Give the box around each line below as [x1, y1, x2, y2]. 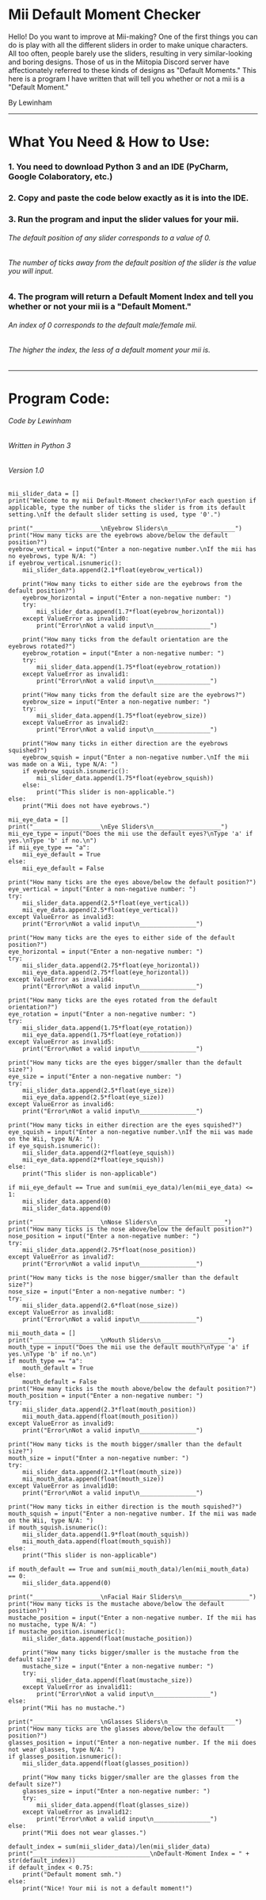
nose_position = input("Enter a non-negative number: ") [8, 1232, 200, 1240]
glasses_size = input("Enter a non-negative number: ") [22, 1787, 211, 1795]
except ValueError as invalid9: [8, 1419, 115, 1428]
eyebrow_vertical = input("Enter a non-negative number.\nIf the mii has [8, 546, 257, 554]
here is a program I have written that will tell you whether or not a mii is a [8, 74, 245, 83]
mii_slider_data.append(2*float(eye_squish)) [22, 1149, 176, 1157]
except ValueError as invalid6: [8, 1101, 115, 1109]
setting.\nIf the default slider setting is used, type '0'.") [8, 511, 222, 519]
